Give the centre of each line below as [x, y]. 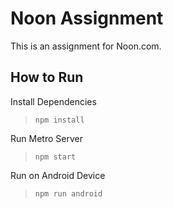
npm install [59, 120]
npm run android [68, 193]
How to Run [47, 77]
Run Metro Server [46, 138]
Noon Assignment [87, 18]
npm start [55, 157]
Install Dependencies [53, 101]
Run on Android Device [58, 175]
